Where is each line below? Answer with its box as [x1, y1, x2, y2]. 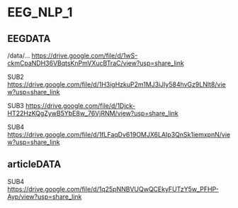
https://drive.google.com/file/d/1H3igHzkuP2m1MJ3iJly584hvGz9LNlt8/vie [7, 80, 226, 89]
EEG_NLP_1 [7, 4, 73, 21]
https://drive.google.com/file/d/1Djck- [25, 102, 136, 110]
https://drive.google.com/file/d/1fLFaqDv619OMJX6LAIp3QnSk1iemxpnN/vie [7, 131, 231, 138]
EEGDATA [7, 33, 51, 45]
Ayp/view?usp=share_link [7, 192, 82, 201]
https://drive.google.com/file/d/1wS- [31, 51, 138, 60]
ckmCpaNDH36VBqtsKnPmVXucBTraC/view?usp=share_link [7, 59, 184, 67]
